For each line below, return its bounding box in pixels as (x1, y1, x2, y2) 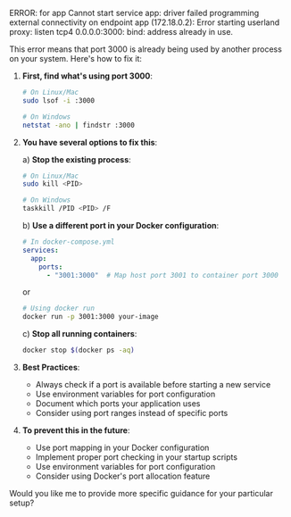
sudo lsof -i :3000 (21, 96, 96, 105)
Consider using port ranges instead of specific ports (35, 408, 229, 418)
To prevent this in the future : (21, 425, 130, 436)
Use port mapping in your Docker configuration (35, 442, 210, 453)
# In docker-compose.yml (21, 238, 115, 246)
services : (21, 246, 60, 254)
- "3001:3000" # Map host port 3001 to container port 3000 (46, 271, 279, 279)
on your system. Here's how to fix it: (9, 54, 143, 63)
